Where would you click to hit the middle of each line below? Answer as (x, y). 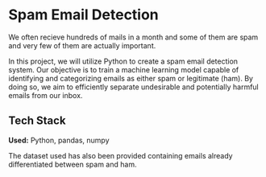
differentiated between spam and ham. (73, 164)
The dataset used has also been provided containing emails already (121, 155)
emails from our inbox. (46, 95)
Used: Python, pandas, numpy (59, 140)
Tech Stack (37, 121)
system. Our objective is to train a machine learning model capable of (124, 69)
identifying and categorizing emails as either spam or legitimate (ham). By (131, 78)
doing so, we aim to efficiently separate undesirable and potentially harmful (134, 87)
